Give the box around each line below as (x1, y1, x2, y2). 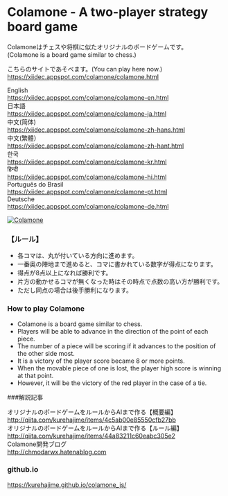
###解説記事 (7, 393, 44, 401)
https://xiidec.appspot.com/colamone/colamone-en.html (7, 93, 169, 101)
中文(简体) (7, 117, 37, 126)
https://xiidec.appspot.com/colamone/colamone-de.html (7, 202, 169, 210)
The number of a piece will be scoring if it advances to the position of (17, 341, 216, 350)
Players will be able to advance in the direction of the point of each (17, 327, 209, 335)
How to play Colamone (7, 304, 85, 314)
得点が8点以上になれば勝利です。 (17, 268, 112, 277)
